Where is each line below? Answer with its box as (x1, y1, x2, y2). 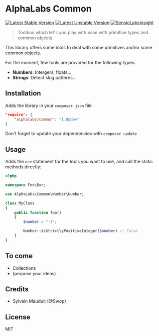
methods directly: (5, 164, 42, 170)
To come (5, 252, 33, 260)
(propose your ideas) (12, 270, 56, 276)
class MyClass (5, 200, 35, 206)
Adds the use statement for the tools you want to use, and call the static (5, 159, 153, 165)
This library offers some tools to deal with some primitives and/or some (5, 44, 152, 50)
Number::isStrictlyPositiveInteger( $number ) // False (23, 229, 138, 234)
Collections (12, 265, 36, 271)
